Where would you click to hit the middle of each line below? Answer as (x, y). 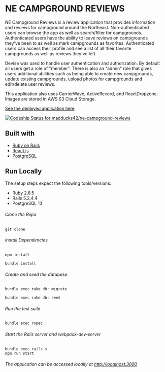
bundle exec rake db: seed (33, 298)
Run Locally (23, 171)
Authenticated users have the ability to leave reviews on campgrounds (77, 38)
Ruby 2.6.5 (23, 193)
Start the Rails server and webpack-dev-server (53, 334)
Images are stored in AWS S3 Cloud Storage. (50, 99)
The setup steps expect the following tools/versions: (58, 183)
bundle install (21, 263)
